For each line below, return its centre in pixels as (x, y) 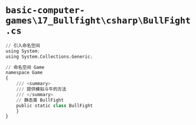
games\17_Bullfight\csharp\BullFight (98, 21)
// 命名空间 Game (25, 67)
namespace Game (24, 73)
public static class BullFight (55, 106)
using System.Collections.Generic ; (49, 57)
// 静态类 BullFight (40, 100)
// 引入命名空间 (23, 45)
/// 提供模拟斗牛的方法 (41, 89)
